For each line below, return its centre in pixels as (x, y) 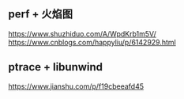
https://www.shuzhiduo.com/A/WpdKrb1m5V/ (82, 33)
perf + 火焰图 (41, 14)
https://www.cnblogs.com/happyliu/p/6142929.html (92, 42)
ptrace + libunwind (56, 67)
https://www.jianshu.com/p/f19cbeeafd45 (76, 86)
